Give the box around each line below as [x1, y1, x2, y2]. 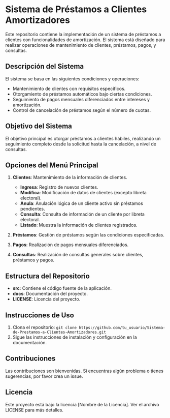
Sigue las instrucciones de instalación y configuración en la [12, 334, 137, 340]
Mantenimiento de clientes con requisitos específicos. [12, 85, 126, 92]
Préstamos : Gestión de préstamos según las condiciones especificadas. [12, 232, 165, 238]
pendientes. [20, 206, 46, 212]
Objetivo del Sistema [5, 122, 73, 131]
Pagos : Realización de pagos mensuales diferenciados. [12, 242, 129, 248]
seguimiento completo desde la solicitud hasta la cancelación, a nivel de [5, 141, 156, 147]
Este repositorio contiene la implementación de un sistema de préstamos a [5, 31, 161, 37]
